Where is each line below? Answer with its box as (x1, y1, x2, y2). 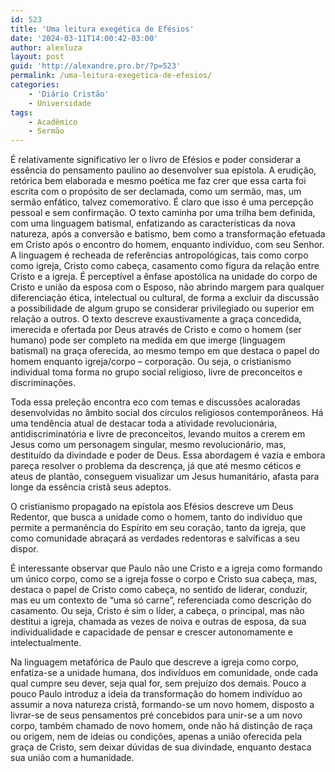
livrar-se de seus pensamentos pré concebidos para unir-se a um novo (10, 709, 303, 721)
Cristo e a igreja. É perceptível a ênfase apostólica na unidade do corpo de (10, 271, 318, 283)
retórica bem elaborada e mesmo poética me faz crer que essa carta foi (10, 175, 307, 187)
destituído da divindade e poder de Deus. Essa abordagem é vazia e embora (10, 449, 326, 461)
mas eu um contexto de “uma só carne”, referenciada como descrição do (10, 594, 312, 606)
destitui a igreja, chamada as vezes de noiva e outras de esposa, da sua (10, 616, 307, 628)
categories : (10, 80, 60, 90)
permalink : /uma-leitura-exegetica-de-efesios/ (10, 71, 213, 81)
